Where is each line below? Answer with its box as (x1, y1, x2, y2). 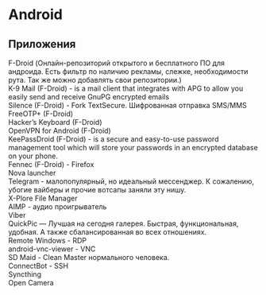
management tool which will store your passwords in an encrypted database (8, 143, 258, 152)
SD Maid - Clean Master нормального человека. (8, 253, 170, 262)
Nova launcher (8, 169, 56, 177)
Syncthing (8, 270, 42, 279)
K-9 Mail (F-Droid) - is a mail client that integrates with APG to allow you (8, 83, 244, 93)
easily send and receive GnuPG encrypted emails (8, 92, 169, 101)
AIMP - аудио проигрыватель (8, 202, 107, 212)
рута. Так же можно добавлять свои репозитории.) (8, 76, 183, 84)
